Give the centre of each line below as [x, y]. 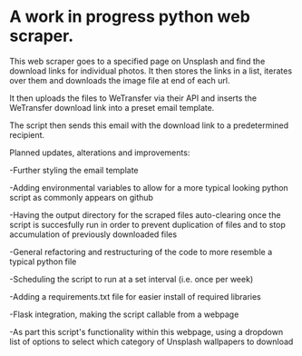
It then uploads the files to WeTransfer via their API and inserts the [133, 98]
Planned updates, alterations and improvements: [100, 153]
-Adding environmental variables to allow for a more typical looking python [149, 187]
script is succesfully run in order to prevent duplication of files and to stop [147, 224]
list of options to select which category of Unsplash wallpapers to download [151, 341]
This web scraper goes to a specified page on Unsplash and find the [137, 61]
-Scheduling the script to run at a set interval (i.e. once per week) [132, 279]
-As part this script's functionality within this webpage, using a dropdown [146, 331]
